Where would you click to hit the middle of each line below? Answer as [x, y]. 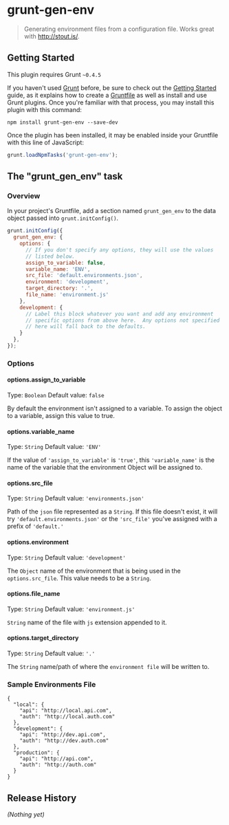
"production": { [36, 753]
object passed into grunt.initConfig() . [63, 218]
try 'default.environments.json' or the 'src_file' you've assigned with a [112, 519]
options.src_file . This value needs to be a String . [79, 578]
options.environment [38, 542]
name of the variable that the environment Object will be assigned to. [105, 467]
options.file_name [34, 594]
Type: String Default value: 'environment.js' [71, 609]
